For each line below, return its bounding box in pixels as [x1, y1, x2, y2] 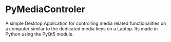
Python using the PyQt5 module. [5, 31, 74, 37]
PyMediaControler [5, 4, 86, 15]
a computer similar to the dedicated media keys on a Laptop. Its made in [5, 25, 158, 31]
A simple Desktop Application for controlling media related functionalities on [5, 20, 166, 26]
